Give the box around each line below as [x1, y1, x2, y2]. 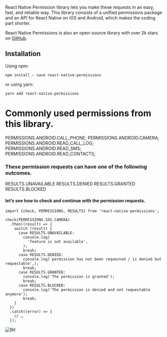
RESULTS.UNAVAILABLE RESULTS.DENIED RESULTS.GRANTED [5, 181, 136, 187]
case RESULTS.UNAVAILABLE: [18, 230, 75, 235]
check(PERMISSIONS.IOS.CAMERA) [5, 217, 70, 222]
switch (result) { [14, 226, 52, 231]
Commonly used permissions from [5, 107, 152, 119]
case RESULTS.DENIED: [18, 252, 64, 257]
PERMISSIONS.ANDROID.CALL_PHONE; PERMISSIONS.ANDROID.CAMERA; [5, 134, 160, 140]
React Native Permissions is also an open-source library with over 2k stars [5, 30, 158, 35]
